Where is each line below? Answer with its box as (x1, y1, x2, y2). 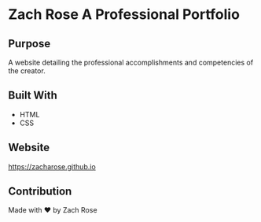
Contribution (8, 185, 72, 198)
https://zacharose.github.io (8, 161, 96, 171)
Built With (8, 89, 57, 102)
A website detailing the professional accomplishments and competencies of (8, 57, 254, 67)
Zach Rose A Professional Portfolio (8, 6, 240, 24)
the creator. (8, 66, 46, 76)
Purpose (8, 37, 51, 50)
